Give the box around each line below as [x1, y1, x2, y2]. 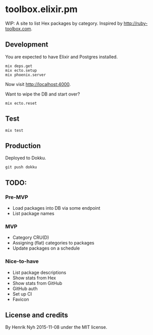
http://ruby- [123, 20, 148, 26]
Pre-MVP [5, 194, 29, 201]
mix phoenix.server [5, 72, 46, 77]
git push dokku [5, 165, 37, 170]
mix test [5, 128, 24, 133]
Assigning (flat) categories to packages [12, 240, 95, 246]
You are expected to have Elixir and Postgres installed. [5, 54, 118, 60]
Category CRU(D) [12, 234, 49, 241]
